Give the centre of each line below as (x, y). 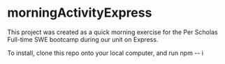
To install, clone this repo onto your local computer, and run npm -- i (106, 53)
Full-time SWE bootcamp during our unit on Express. (83, 39)
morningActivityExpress (80, 13)
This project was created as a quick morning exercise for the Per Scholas (112, 32)
